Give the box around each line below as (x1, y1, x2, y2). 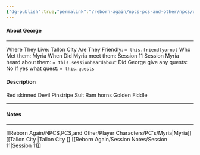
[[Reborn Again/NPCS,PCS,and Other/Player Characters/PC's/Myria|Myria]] (6, 129, 192, 137)
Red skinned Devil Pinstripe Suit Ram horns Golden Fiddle (6, 91, 148, 99)
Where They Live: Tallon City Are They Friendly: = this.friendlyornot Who (6, 46, 191, 53)
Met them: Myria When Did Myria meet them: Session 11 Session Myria (6, 52, 180, 59)
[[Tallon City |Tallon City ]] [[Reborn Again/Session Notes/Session (6, 136, 168, 143)
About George (6, 27, 42, 34)
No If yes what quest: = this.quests (6, 65, 95, 72)
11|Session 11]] (6, 142, 42, 149)
